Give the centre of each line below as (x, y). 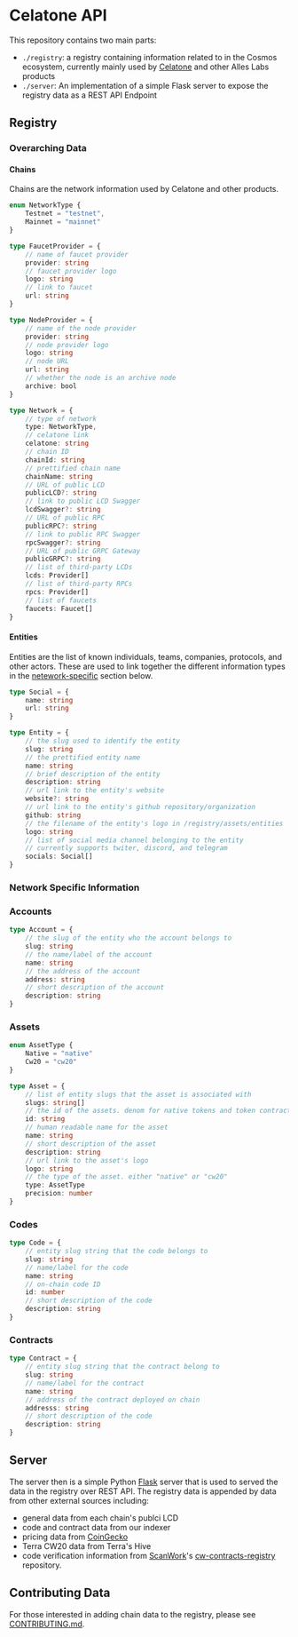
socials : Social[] (59, 857)
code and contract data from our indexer (96, 1527)
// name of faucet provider (77, 254)
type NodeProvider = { (51, 320)
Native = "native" (59, 1053)
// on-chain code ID (63, 1284)
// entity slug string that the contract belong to (122, 1367)
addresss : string (57, 1408)
